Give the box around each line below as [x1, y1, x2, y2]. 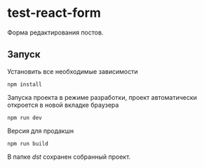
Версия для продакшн [7, 127, 74, 135]
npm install [7, 81, 42, 88]
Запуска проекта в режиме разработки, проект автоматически [7, 93, 198, 101]
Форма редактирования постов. [7, 28, 104, 37]
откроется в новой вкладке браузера [7, 101, 119, 109]
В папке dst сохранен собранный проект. [7, 153, 131, 161]
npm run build [7, 140, 49, 147]
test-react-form [7, 5, 102, 21]
